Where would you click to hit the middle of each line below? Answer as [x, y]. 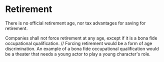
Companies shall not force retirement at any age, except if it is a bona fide [81, 38]
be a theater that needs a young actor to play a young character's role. [78, 54]
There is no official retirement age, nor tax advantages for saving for [75, 23]
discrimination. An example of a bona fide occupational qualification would [82, 48]
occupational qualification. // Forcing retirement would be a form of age [79, 43]
